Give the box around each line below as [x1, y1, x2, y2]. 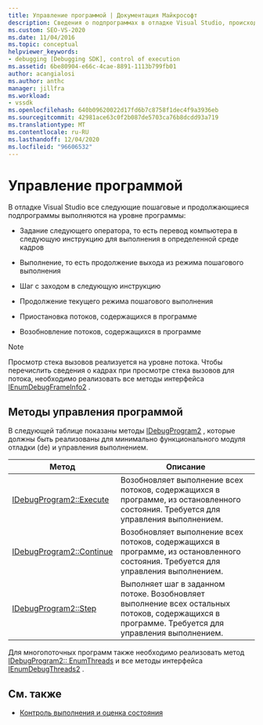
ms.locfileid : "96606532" [8, 143, 92, 151]
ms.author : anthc [8, 77, 65, 85]
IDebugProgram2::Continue [12, 546, 113, 557]
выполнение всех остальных [120, 598, 231, 609]
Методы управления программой [8, 405, 183, 418]
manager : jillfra [8, 84, 65, 93]
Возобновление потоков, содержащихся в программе [19, 327, 202, 337]
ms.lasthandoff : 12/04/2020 [8, 135, 100, 144]
